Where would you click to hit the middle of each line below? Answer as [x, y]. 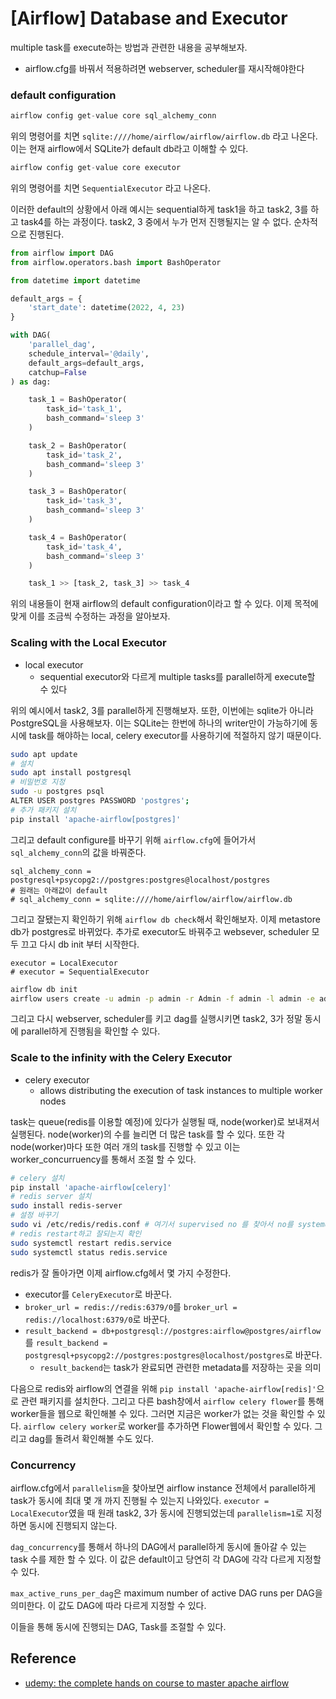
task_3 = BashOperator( [78, 492]
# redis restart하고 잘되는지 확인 [76, 1233]
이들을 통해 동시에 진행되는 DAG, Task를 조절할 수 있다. [118, 1626]
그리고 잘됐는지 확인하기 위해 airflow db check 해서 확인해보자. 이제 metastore [165, 919]
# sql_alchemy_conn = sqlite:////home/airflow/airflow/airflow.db [151, 899]
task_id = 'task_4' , [84, 547]
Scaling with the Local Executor [88, 643]
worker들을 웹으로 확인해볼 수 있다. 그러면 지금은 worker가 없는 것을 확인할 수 [162, 1413]
